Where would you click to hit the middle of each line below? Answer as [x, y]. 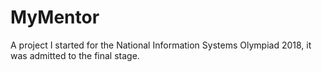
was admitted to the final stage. [75, 55]
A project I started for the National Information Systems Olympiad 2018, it [161, 45]
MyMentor [55, 17]
